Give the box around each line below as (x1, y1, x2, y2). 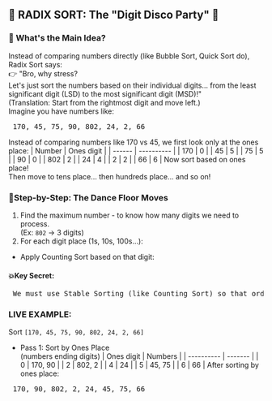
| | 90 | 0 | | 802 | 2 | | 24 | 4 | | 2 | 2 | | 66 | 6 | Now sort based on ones (8, 154, 246, 164)
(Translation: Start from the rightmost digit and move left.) (8, 97, 201, 107)
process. (19, 218, 50, 228)
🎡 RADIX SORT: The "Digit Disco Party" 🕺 (8, 8, 219, 22)
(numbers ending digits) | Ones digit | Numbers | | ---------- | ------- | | (19, 351, 259, 361)
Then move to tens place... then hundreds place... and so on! (8, 171, 211, 181)
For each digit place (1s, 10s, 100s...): (19, 236, 143, 246)
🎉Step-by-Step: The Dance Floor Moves (8, 192, 168, 203)
